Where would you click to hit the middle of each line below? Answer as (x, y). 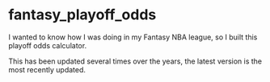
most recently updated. (47, 69)
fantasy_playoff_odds (82, 15)
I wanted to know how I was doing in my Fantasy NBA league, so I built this (133, 37)
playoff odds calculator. (48, 45)
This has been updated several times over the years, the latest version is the (135, 61)
